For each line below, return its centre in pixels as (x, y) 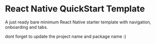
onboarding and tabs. (26, 27)
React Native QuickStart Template (75, 9)
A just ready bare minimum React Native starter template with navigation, (78, 22)
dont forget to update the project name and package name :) (66, 36)
